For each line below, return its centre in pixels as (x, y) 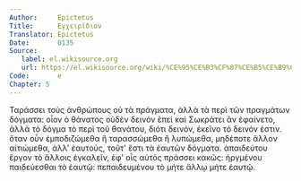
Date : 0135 (42, 43)
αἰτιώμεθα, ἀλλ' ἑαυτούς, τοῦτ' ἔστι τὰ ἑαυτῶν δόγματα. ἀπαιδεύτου (138, 148)
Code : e (36, 76)
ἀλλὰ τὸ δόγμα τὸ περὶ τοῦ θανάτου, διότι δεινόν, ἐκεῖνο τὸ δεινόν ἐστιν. (146, 129)
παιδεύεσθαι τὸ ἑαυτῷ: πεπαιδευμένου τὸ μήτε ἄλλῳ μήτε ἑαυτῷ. (132, 167)
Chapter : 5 (30, 84)
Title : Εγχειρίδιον (56, 26)
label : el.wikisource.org (69, 59)
